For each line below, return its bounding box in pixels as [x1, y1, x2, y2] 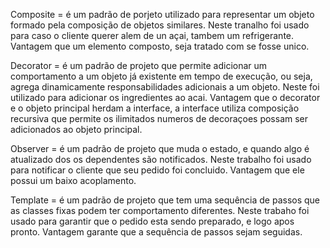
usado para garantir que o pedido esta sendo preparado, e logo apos [10, 215, 295, 227]
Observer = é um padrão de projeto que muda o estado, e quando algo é [10, 143, 310, 154]
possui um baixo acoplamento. [10, 175, 137, 186]
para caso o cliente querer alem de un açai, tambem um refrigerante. [10, 30, 295, 41]
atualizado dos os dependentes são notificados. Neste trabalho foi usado [10, 154, 312, 165]
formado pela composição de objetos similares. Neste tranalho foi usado [10, 19, 310, 31]
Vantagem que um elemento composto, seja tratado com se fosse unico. [10, 40, 310, 52]
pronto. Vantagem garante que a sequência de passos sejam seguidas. [10, 226, 303, 238]
